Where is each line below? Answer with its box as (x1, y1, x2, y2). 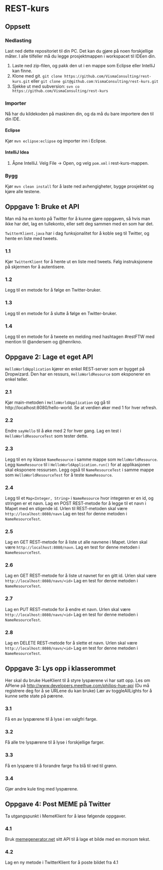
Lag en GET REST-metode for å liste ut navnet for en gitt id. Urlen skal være (5, 573, 157, 578)
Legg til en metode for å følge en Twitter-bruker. (5, 287, 102, 293)
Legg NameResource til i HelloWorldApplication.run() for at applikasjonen (5, 461, 150, 467)
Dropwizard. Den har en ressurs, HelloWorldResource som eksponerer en (5, 371, 151, 377)
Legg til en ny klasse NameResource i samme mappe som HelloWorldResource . (5, 456, 158, 462)
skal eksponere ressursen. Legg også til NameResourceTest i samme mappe (5, 467, 154, 473)
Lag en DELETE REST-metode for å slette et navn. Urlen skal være (5, 640, 138, 646)
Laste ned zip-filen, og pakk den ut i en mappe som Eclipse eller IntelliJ (12, 62, 155, 68)
